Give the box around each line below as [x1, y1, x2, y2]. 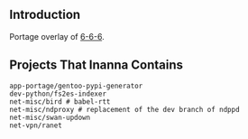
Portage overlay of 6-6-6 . [9, 31, 106, 42]
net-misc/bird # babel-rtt [9, 97, 111, 107]
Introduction [9, 7, 81, 23]
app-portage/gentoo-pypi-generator [9, 81, 143, 90]
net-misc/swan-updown [9, 113, 91, 122]
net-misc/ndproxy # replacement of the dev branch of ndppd [9, 105, 241, 114]
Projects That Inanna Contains [9, 58, 183, 73]
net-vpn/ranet [9, 121, 63, 130]
